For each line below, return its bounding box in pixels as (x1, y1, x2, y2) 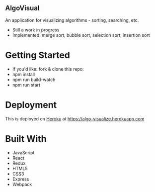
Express (12, 176, 29, 182)
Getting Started (5, 50, 71, 61)
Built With (5, 133, 47, 144)
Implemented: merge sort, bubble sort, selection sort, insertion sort (12, 32, 150, 38)
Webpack (12, 181, 32, 187)
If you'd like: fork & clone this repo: (12, 66, 84, 72)
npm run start (12, 82, 41, 88)
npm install (12, 71, 35, 77)
